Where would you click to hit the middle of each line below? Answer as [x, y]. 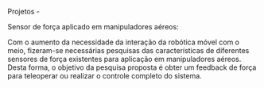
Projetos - [24, 11]
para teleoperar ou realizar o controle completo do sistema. [105, 76]
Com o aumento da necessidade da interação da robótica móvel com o [124, 42]
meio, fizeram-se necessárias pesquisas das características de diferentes [128, 50]
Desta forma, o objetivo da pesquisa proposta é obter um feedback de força [132, 67]
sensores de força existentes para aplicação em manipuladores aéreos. [124, 59]
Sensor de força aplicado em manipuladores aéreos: [93, 27]
